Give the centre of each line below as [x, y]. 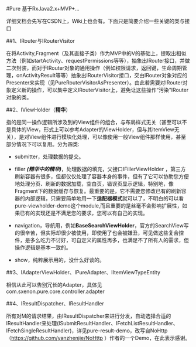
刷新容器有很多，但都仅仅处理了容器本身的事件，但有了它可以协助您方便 [102, 176]
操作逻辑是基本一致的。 [43, 247]
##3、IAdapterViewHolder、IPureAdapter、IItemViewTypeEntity [83, 272]
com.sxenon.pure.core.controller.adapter [56, 291]
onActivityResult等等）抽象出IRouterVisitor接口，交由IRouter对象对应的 [102, 75]
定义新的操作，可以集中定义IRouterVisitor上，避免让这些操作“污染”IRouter [100, 90]
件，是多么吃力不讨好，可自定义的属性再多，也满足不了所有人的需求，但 [102, 240]
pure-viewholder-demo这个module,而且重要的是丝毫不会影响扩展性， [98, 206]
